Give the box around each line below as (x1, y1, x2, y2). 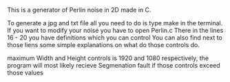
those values (7, 68, 43, 77)
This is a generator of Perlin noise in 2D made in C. (7, 6, 151, 14)
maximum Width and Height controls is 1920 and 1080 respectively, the (7, 54, 209, 62)
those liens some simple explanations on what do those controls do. (7, 41, 200, 49)
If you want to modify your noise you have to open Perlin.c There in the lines (7, 27, 224, 34)
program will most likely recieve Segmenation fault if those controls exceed (7, 61, 220, 69)
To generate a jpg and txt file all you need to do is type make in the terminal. (7, 19, 223, 27)
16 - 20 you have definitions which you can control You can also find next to (7, 33, 222, 42)
